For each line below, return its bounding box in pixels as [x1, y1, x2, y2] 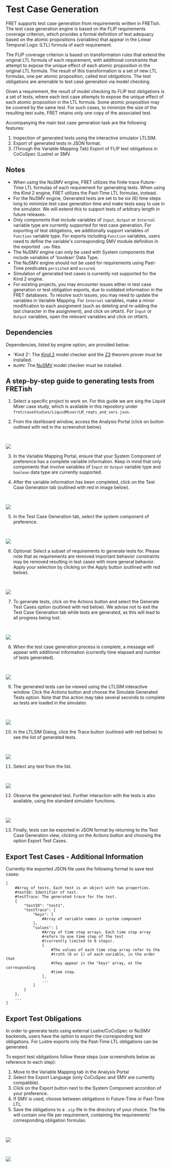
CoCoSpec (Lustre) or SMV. [13, 151, 71, 157]
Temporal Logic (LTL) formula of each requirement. [6, 41, 112, 48]
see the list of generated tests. [13, 734, 77, 740]
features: [6, 125, 25, 131]
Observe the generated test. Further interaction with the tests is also [13, 793, 156, 799]
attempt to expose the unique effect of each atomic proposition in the [6, 62, 151, 68]
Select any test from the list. [13, 763, 72, 770]
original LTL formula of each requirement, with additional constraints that [6, 57, 157, 63]
